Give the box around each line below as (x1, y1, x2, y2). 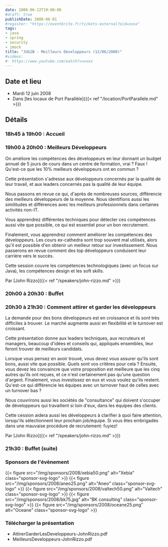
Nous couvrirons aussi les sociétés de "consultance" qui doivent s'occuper (5, 397, 160, 403)
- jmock (5, 45, 22, 50)
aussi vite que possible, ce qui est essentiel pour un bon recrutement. (5, 221, 149, 228)
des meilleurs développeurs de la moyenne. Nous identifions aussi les (5, 196, 149, 202)
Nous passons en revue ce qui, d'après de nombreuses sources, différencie (5, 191, 162, 197)
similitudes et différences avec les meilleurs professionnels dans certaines (5, 201, 159, 207)
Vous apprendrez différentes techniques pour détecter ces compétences (5, 216, 156, 222)
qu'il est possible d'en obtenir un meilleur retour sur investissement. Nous (5, 242, 157, 248)
